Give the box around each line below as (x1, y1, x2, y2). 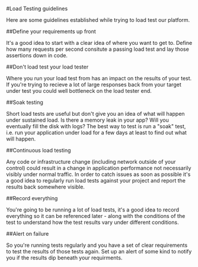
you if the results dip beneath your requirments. (6, 254, 123, 261)
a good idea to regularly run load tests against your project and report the (6, 177, 186, 184)
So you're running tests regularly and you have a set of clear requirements (6, 242, 188, 249)
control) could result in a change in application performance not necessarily (6, 165, 191, 171)
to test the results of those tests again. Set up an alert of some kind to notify (6, 248, 192, 255)
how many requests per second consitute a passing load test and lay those (6, 45, 190, 53)
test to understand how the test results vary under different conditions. (6, 219, 179, 226)
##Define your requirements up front (6, 28, 96, 35)
